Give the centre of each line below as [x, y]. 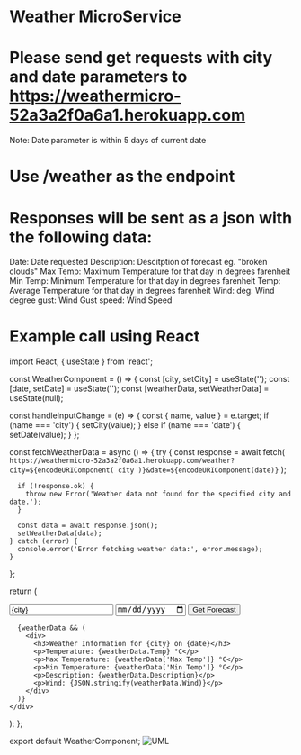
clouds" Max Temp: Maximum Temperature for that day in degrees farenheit [150, 271]
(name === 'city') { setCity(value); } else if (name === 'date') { [125, 425]
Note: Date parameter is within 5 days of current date [108, 141]
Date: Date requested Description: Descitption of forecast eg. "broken [138, 262]
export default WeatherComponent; [75, 741]
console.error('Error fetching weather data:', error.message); [140, 550]
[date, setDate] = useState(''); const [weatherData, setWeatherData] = [139, 388]
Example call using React [105, 337]
